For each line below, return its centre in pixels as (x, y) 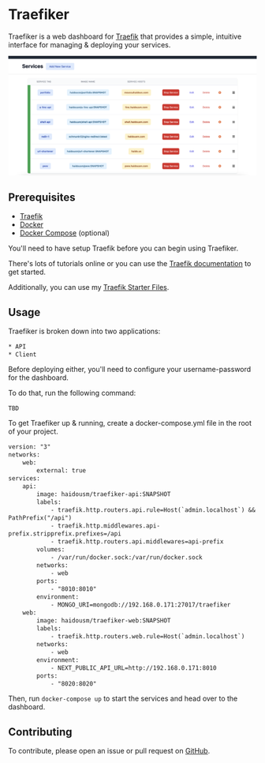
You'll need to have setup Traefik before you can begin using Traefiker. (123, 248)
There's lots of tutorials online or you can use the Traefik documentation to (130, 264)
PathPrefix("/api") (40, 518)
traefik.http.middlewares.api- (109, 526)
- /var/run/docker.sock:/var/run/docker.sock (126, 558)
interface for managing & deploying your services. (90, 44)
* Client (22, 355)
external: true (62, 471)
